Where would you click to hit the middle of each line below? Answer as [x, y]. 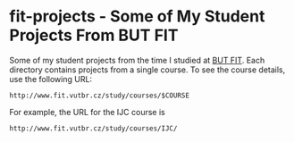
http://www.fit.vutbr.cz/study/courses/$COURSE [100, 96]
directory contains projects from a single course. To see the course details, [147, 70]
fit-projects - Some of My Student [137, 17]
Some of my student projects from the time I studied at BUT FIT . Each [137, 60]
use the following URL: [50, 79]
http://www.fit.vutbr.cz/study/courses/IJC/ [93, 128]
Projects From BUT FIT [94, 35]
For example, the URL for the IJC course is [87, 112]
